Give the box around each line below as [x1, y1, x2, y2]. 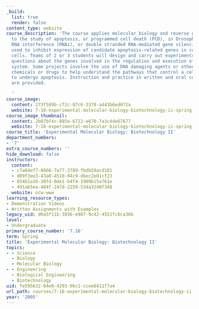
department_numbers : [6, 135, 57, 141]
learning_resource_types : [6, 195, 70, 201]
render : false [11, 19, 46, 25]
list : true [11, 14, 38, 20]
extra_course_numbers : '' [6, 145, 70, 151]
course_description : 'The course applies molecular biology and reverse [6, 31, 190, 37]
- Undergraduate [6, 223, 46, 229]
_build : [6, 8, 25, 15]
